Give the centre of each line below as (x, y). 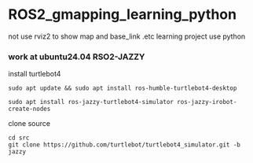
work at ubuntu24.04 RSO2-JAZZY (77, 57)
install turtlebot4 (35, 74)
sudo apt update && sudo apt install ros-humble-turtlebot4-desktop (123, 88)
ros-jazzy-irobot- (207, 102)
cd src (19, 138)
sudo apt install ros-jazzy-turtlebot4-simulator (91, 102)
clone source (29, 124)
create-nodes (29, 109)
